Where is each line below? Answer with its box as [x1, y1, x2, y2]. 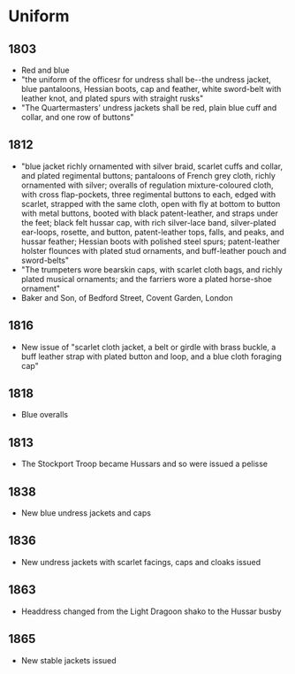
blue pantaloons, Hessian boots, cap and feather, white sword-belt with [20, 84, 282, 94]
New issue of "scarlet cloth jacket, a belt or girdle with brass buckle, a [20, 341, 276, 352]
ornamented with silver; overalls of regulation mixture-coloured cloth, [20, 180, 275, 190]
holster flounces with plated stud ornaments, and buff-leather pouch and [20, 245, 287, 256]
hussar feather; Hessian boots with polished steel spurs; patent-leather [20, 236, 280, 247]
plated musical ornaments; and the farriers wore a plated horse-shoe [20, 273, 273, 284]
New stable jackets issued [20, 655, 117, 665]
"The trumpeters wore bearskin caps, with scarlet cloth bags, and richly [20, 264, 284, 275]
